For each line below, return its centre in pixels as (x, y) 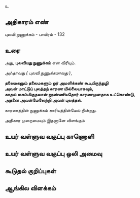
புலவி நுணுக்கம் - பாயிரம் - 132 (35, 34)
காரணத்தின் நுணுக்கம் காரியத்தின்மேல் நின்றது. (51, 110)
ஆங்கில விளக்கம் (30, 188)
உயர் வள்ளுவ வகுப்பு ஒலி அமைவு (54, 154)
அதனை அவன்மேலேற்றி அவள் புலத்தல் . (43, 100)
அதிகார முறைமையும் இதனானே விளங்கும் (45, 120)
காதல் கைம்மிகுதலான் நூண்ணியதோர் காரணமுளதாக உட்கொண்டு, (70, 94)
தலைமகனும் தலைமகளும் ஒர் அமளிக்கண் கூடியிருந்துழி (57, 83)
